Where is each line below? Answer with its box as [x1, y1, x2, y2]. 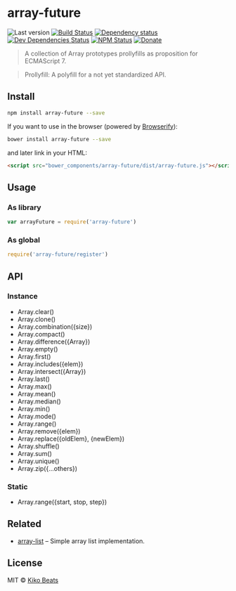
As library [7, 202, 41, 212]
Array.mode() [17, 412, 56, 420]
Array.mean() [17, 389, 56, 398]
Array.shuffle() [17, 441, 60, 450]
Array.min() [17, 404, 51, 413]
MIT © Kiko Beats [7, 576, 58, 584]
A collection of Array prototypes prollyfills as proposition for [24, 49, 198, 58]
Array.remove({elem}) [17, 427, 81, 435]
